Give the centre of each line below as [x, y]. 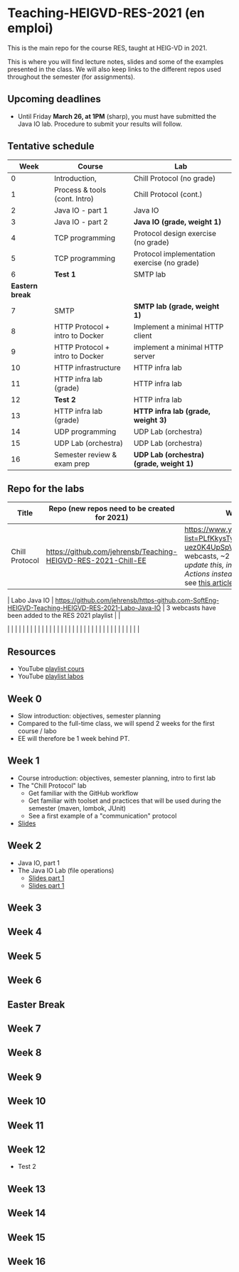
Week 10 [27, 1101]
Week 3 [25, 908]
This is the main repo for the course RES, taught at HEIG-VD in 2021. [107, 48]
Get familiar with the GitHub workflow [83, 793]
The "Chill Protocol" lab [52, 785]
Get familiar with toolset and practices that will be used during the [125, 801]
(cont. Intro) [74, 198]
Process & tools [80, 190]
